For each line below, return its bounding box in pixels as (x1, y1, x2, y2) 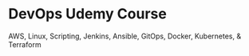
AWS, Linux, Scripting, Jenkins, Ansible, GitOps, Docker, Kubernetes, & (8, 31, 242, 41)
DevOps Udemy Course (8, 5, 168, 23)
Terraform (8, 39, 41, 49)
